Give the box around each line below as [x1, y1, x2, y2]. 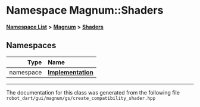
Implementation [47, 68, 93, 76]
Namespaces [6, 40, 57, 51]
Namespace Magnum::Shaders [6, 4, 164, 17]
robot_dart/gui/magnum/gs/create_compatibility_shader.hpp [6, 95, 156, 101]
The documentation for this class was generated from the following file [6, 89, 180, 96]
